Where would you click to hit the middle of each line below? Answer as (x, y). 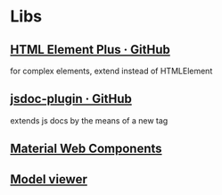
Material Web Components (86, 149)
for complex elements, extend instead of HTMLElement (111, 71)
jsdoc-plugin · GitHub (71, 99)
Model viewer (49, 179)
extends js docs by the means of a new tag (89, 120)
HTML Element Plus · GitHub (90, 50)
